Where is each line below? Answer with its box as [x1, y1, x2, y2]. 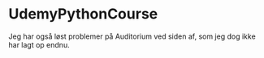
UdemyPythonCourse [8, 5, 158, 23]
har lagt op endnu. [8, 39, 71, 49]
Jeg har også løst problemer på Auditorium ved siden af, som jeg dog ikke [8, 31, 256, 41]
